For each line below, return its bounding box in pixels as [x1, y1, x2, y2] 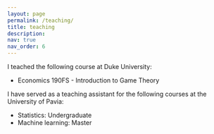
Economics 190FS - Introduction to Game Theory [17, 76, 160, 85]
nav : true [7, 37, 37, 44]
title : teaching [7, 23, 55, 30]
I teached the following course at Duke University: [7, 63, 153, 71]
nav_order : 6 [7, 43, 46, 50]
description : [7, 30, 46, 37]
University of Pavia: [7, 97, 64, 106]
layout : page [7, 10, 46, 18]
